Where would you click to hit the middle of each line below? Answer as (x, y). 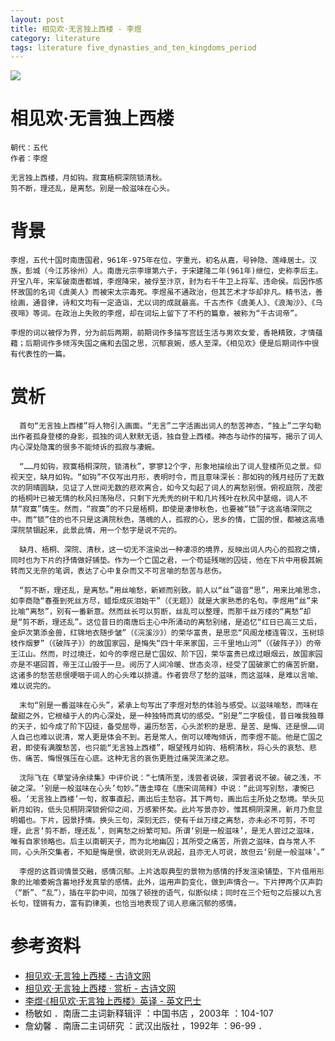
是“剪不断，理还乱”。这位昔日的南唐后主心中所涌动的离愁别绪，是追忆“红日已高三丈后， (166, 622)
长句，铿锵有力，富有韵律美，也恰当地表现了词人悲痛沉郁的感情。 (126, 904)
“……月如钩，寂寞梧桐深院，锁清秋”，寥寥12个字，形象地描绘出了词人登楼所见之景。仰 (170, 467)
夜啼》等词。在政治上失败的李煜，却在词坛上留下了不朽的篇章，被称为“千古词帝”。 (156, 314)
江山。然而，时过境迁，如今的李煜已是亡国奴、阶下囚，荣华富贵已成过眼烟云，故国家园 (170, 654)
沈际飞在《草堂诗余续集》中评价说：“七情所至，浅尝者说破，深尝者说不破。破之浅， (167, 778)
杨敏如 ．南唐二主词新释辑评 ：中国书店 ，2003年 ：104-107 (149, 1013)
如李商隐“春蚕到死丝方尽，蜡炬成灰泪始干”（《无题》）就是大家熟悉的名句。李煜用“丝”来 (164, 601)
